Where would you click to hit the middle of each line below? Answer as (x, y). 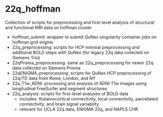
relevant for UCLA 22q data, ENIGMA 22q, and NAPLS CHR (79, 109)
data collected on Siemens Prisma (46, 68)
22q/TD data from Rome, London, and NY (54, 78)
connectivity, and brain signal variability (59, 104)
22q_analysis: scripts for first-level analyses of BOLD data (70, 94)
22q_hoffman (33, 9)
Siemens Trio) (26, 57)
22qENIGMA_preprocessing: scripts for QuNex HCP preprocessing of (82, 73)
